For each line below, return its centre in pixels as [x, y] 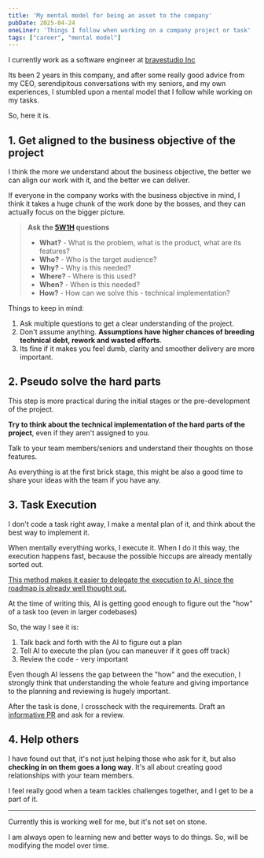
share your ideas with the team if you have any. [84, 480]
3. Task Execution [52, 505]
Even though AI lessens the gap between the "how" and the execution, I [125, 674]
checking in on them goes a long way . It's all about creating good [115, 767]
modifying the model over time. [59, 845]
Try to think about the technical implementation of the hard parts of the [127, 424]
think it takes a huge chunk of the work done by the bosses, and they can [127, 204]
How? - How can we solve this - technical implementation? [134, 293]
